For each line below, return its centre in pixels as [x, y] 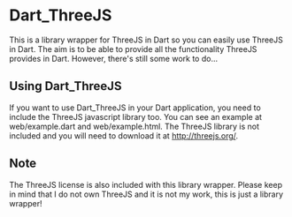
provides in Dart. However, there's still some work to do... [114, 58]
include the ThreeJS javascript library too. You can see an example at [136, 116]
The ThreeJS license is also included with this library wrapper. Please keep [146, 184]
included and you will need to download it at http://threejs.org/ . [124, 135]
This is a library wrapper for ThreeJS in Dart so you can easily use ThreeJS [146, 40]
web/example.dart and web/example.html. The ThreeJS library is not [134, 126]
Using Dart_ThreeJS [65, 86]
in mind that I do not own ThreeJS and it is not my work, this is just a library [146, 194]
